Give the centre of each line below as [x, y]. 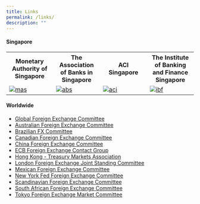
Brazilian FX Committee [43, 131]
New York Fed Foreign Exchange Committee [69, 175]
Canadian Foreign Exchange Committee [63, 137]
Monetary [30, 61]
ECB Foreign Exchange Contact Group [62, 150]
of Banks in [77, 72]
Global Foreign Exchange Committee [60, 118]
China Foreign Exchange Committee [59, 144]
